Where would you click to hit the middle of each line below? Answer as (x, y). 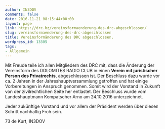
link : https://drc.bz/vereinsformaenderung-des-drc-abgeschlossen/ (76, 28)
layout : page (19, 23)
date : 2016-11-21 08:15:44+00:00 (40, 19)
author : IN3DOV (21, 10)
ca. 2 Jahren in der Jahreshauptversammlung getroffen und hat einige (77, 81)
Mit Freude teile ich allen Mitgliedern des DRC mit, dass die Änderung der (80, 65)
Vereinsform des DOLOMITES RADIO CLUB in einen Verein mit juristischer (81, 70)
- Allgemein (17, 51)
